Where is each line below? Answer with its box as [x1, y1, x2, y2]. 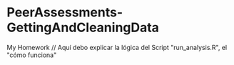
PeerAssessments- [6, 4, 123, 21]
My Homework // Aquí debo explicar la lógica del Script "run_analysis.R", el [6, 43, 228, 51]
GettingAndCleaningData [6, 19, 160, 36]
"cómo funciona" [6, 51, 57, 59]
